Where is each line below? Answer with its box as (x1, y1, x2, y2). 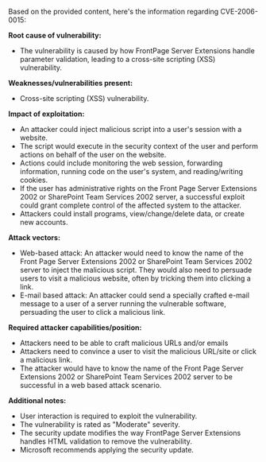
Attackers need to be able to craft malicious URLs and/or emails (19, 338, 229, 347)
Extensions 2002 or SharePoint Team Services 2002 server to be (19, 372, 233, 381)
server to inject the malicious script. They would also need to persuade (19, 266, 253, 274)
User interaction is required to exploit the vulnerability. (19, 411, 198, 421)
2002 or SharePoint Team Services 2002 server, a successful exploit (19, 192, 245, 201)
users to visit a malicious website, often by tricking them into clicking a (19, 274, 252, 283)
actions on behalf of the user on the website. (19, 150, 167, 159)
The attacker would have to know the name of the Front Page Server (19, 363, 244, 373)
